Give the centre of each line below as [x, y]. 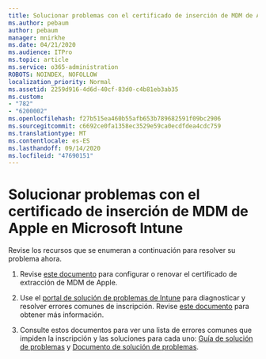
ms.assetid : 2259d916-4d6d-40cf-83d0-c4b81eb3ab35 [93, 89]
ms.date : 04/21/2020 [42, 45]
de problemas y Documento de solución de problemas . [109, 347]
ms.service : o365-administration [63, 67]
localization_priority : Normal [60, 82]
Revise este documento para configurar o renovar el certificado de [128, 274]
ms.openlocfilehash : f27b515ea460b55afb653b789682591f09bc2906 [115, 119]
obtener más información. [62, 315]
